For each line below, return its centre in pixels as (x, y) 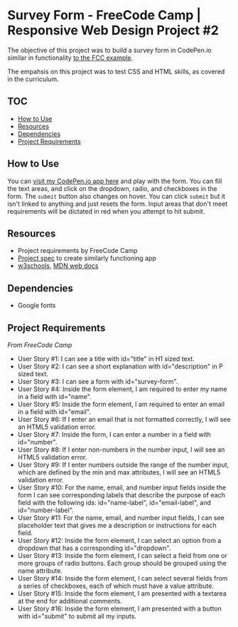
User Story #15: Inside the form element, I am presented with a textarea (122, 594)
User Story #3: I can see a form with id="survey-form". (98, 382)
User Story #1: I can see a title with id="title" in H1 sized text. (106, 359)
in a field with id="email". (54, 412)
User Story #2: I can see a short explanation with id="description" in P (120, 366)
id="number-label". (46, 510)
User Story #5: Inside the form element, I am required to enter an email (121, 404)
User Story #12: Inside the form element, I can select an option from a (119, 540)
